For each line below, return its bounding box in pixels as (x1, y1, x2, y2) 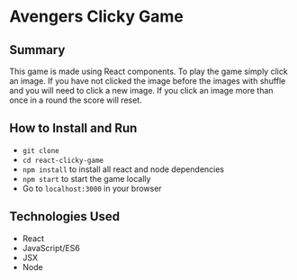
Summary (9, 42, 66, 58)
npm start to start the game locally (22, 173, 151, 184)
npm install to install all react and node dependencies (22, 164, 225, 175)
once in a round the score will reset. (9, 95, 142, 105)
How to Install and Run (9, 121, 138, 136)
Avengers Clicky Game (9, 6, 184, 27)
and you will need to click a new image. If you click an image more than (9, 86, 274, 95)
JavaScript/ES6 (22, 242, 81, 253)
